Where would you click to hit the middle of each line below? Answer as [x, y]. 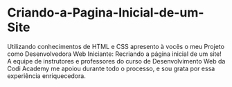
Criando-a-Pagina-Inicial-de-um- [106, 13]
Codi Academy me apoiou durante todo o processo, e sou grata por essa [111, 68]
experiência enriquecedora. [47, 76]
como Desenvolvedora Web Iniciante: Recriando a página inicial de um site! [114, 54]
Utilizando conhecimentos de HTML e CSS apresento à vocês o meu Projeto [116, 46]
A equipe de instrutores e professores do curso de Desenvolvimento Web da [116, 61]
